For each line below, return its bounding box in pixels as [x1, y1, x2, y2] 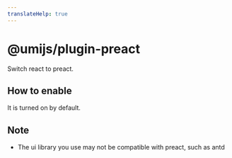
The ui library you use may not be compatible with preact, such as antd [17, 143, 225, 152]
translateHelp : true [7, 10, 69, 18]
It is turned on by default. [7, 103, 81, 112]
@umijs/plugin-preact [7, 40, 140, 57]
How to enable [7, 84, 72, 96]
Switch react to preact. [7, 64, 74, 73]
